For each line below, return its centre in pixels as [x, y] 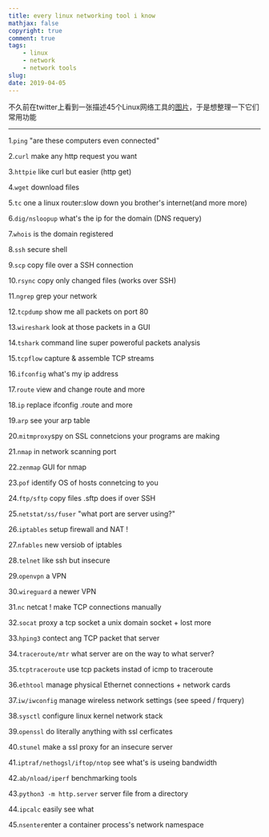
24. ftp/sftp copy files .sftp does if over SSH [82, 498]
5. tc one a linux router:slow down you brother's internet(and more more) [128, 202]
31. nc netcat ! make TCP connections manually [85, 607]
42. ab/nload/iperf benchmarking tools [73, 778]
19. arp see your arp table [49, 420]
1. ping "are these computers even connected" [84, 140]
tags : [17, 46]
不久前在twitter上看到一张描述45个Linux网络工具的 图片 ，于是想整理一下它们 [134, 107]
